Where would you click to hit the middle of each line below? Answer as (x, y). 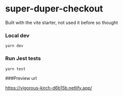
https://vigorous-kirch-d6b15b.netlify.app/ (49, 87)
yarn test (16, 69)
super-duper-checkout (54, 9)
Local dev (17, 35)
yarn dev (14, 46)
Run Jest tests (23, 58)
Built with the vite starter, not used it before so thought (61, 22)
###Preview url (21, 78)
